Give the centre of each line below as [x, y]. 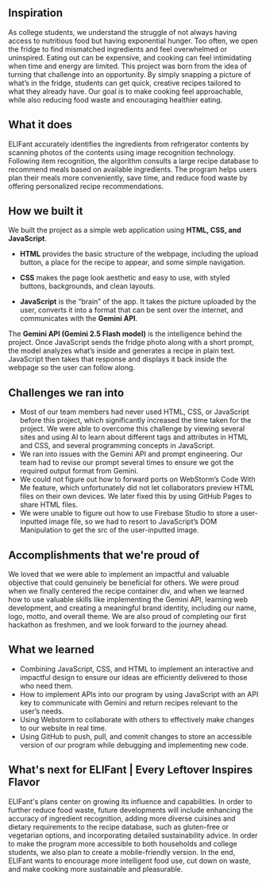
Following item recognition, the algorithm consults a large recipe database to [133, 161]
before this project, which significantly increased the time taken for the [135, 420]
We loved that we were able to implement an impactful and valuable [119, 574]
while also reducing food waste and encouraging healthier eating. [116, 99]
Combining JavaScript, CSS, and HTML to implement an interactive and [137, 669]
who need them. [46, 686]
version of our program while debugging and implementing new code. [134, 745]
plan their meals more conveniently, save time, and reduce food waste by [128, 177]
